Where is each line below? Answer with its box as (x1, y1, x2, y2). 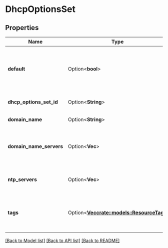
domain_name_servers (7, 143, 63, 149)
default (7, 65, 25, 72)
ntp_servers (7, 176, 37, 183)
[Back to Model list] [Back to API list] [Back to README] (5, 237, 120, 243)
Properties (5, 23, 39, 32)
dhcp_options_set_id (7, 98, 58, 105)
